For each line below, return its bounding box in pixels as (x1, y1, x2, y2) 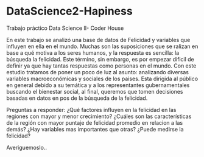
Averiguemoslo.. (6, 144, 47, 151)
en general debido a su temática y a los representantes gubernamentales (6, 81, 190, 89)
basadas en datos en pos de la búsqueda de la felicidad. (6, 94, 148, 102)
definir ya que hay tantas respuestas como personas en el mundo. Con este (6, 62, 197, 69)
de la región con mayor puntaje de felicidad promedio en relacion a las (6, 119, 183, 126)
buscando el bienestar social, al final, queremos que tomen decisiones (6, 88, 183, 95)
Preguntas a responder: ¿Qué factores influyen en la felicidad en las (6, 106, 177, 113)
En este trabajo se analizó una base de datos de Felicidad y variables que (6, 36, 191, 43)
